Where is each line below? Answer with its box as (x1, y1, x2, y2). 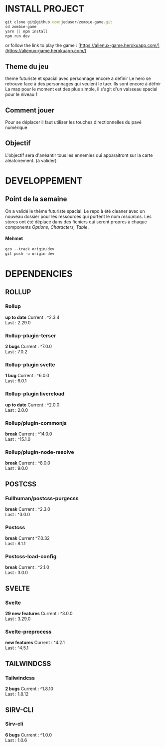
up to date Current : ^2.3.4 (5, 314, 60, 320)
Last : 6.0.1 (5, 378, 27, 384)
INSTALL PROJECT (5, 3, 85, 14)
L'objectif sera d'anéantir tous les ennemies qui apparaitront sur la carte (5, 152, 153, 158)
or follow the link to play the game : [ (5, 42, 80, 48)
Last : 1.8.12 (5, 691, 29, 697)
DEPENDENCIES (5, 268, 73, 280)
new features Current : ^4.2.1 (5, 640, 65, 646)
